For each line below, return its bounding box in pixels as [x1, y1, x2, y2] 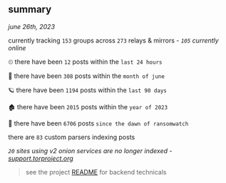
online [8, 43, 26, 52]
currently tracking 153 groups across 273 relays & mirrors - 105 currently [8, 36, 220, 45]
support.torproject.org [8, 154, 73, 162]
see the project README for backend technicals [25, 167, 167, 176]
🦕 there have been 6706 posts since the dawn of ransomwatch [8, 118, 189, 128]
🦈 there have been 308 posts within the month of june [8, 72, 165, 80]
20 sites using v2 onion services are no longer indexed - [8, 146, 173, 155]
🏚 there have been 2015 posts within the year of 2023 [8, 102, 168, 111]
